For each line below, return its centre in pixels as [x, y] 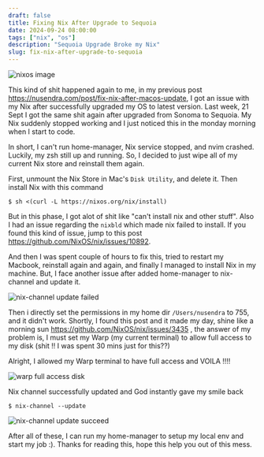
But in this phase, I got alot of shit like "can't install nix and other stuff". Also [131, 216]
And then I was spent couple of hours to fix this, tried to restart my [116, 256]
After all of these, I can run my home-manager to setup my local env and [126, 436]
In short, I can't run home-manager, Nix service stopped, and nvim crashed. [131, 147]
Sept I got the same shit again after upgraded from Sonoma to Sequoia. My [130, 115]
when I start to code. [42, 132]
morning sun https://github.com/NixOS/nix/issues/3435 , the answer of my [130, 329]
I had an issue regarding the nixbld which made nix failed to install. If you [127, 225]
